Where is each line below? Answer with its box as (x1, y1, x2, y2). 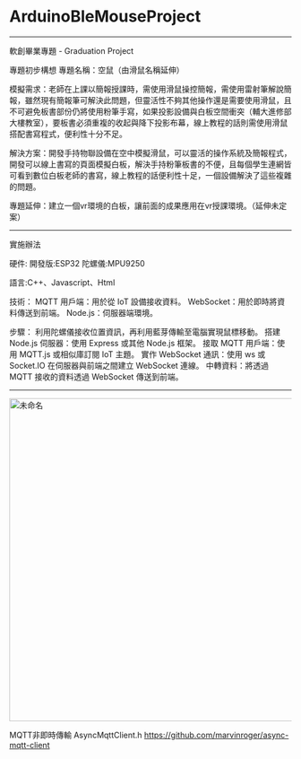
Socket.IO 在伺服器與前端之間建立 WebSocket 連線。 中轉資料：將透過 (9, 360, 270, 371)
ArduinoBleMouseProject (9, 6, 202, 27)
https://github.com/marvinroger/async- (143, 729, 289, 740)
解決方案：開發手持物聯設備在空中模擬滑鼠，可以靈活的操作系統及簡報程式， (9, 147, 292, 158)
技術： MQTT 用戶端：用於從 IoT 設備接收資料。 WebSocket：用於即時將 (9, 296, 278, 307)
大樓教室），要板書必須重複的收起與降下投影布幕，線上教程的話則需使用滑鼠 (9, 117, 288, 127)
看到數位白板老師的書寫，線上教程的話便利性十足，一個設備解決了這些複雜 (16, 170, 292, 180)
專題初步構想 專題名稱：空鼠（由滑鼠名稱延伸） (9, 65, 185, 75)
